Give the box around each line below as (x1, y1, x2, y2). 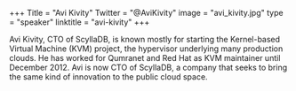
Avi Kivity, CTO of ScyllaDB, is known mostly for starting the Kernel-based (9, 34, 281, 44)
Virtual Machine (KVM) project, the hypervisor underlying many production (9, 43, 284, 54)
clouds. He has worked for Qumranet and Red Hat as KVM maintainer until (9, 53, 281, 63)
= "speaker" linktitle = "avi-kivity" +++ (9, 17, 150, 27)
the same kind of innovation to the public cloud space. (9, 72, 208, 82)
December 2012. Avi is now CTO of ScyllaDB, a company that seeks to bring (9, 62, 288, 72)
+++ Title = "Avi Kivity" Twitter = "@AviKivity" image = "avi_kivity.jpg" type (9, 8, 284, 18)
